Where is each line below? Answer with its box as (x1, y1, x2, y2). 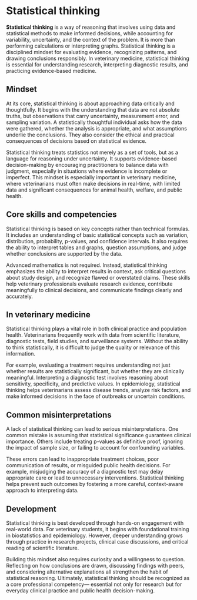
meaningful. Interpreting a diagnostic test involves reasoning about (6, 374, 169, 381)
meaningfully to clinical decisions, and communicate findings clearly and (6, 286, 182, 293)
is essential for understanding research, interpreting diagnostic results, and (6, 61, 188, 68)
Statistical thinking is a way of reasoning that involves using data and (6, 24, 176, 31)
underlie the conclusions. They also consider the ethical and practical (6, 131, 175, 138)
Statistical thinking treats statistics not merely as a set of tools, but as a (6, 149, 178, 156)
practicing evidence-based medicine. (6, 67, 97, 74)
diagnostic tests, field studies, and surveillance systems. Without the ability (6, 338, 188, 345)
